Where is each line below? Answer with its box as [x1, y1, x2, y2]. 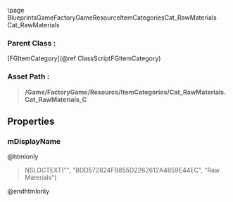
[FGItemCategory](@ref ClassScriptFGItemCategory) [7, 54, 161, 62]
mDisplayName [7, 136, 61, 146]
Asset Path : [7, 72, 50, 81]
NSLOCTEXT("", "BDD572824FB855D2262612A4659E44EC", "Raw [24, 166, 220, 175]
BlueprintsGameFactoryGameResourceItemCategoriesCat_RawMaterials [7, 13, 217, 22]
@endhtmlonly [7, 187, 50, 196]
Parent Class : [7, 38, 56, 48]
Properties [7, 115, 55, 127]
